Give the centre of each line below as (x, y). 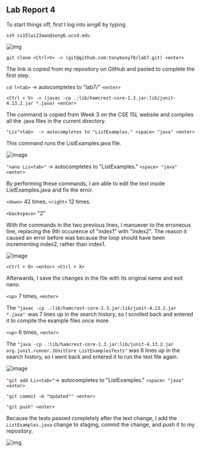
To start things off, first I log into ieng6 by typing (66, 24)
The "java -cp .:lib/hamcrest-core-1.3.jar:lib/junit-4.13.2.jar (90, 344)
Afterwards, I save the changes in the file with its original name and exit (95, 278)
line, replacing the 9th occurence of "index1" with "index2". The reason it (97, 231)
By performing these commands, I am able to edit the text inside (86, 183)
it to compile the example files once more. (58, 320)
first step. (18, 75)
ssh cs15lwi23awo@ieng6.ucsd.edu (48, 36)
